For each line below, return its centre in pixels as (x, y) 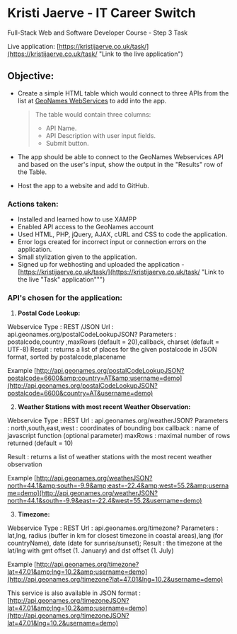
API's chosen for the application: (65, 297)
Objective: (31, 76)
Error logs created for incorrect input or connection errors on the (112, 242)
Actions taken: (33, 204)
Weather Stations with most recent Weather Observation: (104, 407)
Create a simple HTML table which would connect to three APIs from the (123, 93)
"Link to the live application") (141, 54)
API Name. (61, 128)
